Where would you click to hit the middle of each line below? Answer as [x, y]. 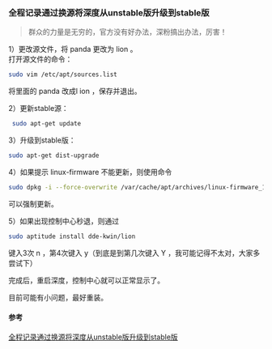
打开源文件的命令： [40, 59]
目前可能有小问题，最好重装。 [58, 297]
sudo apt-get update [47, 124]
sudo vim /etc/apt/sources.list [63, 74]
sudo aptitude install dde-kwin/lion [72, 236]
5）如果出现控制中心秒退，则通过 [64, 221]
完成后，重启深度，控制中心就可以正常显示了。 [86, 280]
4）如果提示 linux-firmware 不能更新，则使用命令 [90, 172]
